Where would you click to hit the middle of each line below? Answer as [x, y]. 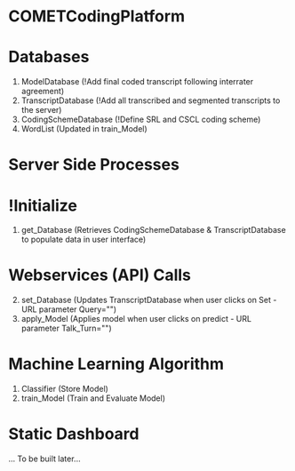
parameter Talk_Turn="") [66, 328]
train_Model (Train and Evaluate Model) [93, 398]
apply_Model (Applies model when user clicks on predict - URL [136, 319]
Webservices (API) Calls [100, 275]
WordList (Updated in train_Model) [84, 129]
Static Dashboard [74, 434]
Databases [49, 57]
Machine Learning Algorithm [116, 364]
